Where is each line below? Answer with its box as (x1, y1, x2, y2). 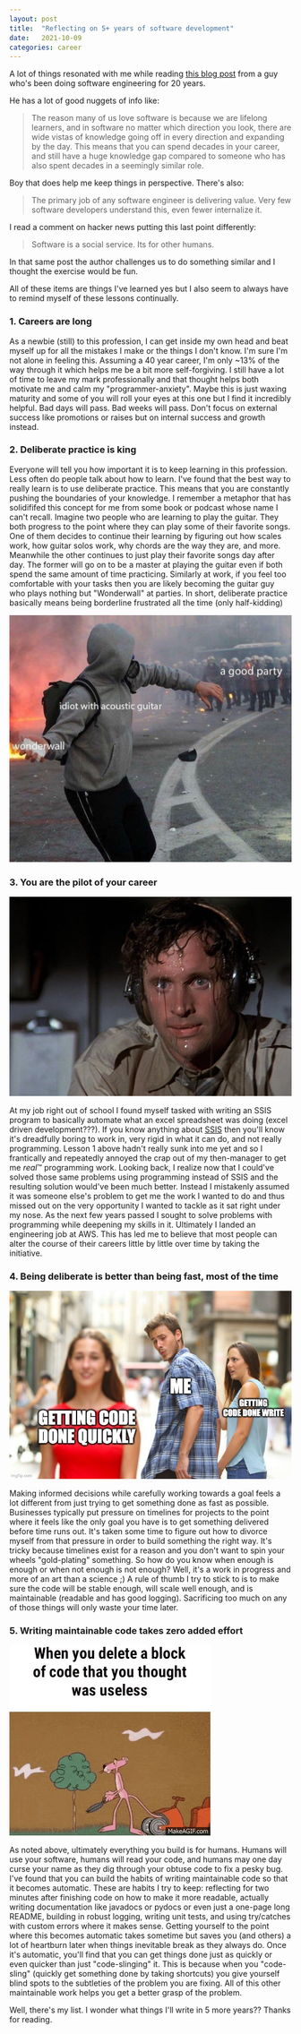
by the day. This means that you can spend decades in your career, (30, 142, 280, 152)
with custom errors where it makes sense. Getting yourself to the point (9, 1921, 270, 1932)
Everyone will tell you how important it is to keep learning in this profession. (9, 464, 288, 475)
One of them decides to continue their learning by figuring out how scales (9, 530, 282, 541)
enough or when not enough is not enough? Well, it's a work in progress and (9, 1564, 291, 1575)
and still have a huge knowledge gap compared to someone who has (30, 150, 286, 161)
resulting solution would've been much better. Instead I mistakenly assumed (9, 1180, 289, 1191)
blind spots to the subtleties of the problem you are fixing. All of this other (9, 1978, 281, 1988)
